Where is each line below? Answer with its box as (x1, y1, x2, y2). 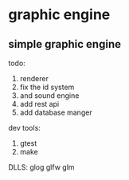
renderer (19, 74, 49, 83)
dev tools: (8, 123, 41, 132)
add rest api (19, 100, 60, 108)
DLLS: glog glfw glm (8, 162, 75, 172)
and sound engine (19, 91, 80, 100)
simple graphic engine (8, 37, 122, 51)
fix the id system (19, 82, 75, 92)
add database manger (19, 108, 93, 117)
